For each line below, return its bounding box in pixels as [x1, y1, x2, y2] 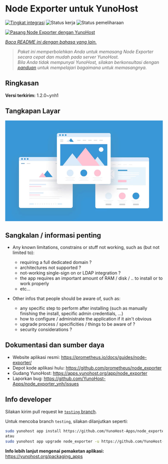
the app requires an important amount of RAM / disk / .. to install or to [19, 275, 163, 281]
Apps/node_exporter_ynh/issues [12, 380, 79, 386]
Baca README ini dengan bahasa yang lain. [5, 38, 97, 45]
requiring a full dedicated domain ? [19, 259, 92, 265]
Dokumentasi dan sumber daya [5, 341, 104, 349]
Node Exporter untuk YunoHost [5, 3, 138, 14]
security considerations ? [19, 326, 72, 332]
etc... [19, 285, 31, 291]
